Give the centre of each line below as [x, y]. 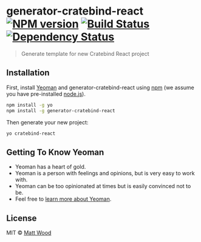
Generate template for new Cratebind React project [85, 53]
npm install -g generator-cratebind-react [61, 110]
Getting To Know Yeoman [55, 152]
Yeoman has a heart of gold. [50, 167]
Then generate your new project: [47, 122]
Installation [28, 73]
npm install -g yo [29, 105]
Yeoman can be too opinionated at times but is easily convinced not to [103, 186]
